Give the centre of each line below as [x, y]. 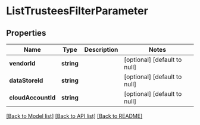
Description [101, 50]
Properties [26, 33]
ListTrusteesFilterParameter [77, 11]
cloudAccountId [32, 98]
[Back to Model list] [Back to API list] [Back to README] [74, 116]
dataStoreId [26, 80]
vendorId [22, 63]
